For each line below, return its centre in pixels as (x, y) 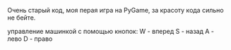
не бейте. (22, 18)
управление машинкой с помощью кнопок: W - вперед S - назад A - (111, 31)
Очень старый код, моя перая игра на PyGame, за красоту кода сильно (115, 10)
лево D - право (30, 39)
